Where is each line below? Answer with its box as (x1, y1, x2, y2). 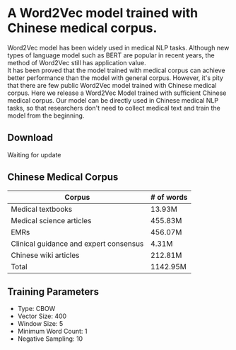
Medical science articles (11, 215, 92, 225)
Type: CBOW (17, 305, 56, 313)
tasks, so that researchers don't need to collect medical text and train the (7, 103, 220, 112)
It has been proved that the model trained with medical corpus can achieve (7, 66, 225, 74)
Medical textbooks (11, 204, 73, 214)
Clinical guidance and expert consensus (11, 239, 144, 249)
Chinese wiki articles (11, 250, 80, 260)
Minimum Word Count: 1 (17, 327, 88, 336)
